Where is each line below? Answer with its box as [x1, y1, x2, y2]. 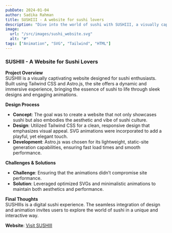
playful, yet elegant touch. [12, 133, 68, 139]
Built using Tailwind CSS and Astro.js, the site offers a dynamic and [5, 81, 147, 87]
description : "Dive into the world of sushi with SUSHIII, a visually [5, 22, 159, 27]
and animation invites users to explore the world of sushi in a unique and [5, 207, 158, 213]
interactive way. [5, 212, 39, 219]
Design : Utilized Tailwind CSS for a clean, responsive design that [12, 122, 150, 129]
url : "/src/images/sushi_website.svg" [10, 31, 93, 37]
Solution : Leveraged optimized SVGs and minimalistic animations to [12, 181, 156, 187]
